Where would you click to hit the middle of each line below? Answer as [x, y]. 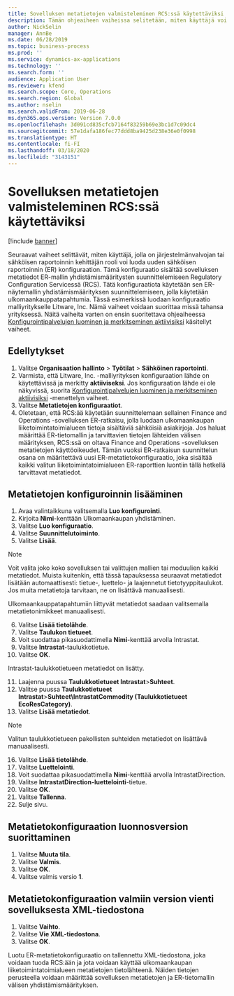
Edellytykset [36, 351]
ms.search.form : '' [36, 72]
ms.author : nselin [35, 105]
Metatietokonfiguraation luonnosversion [98, 827]
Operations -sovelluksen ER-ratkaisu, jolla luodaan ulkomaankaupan [116, 420]
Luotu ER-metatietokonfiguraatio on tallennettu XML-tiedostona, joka [107, 955]
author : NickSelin [35, 27]
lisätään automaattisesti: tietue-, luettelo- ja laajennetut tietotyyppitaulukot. [116, 583]
